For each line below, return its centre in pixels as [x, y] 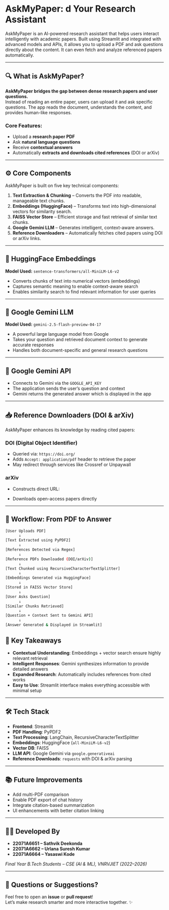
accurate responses [33, 345]
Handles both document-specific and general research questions [80, 350]
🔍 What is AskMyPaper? [45, 76]
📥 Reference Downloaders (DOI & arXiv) [70, 415]
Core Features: [24, 125]
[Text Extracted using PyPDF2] [38, 540]
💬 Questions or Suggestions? [52, 884]
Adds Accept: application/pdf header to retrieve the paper [74, 459]
